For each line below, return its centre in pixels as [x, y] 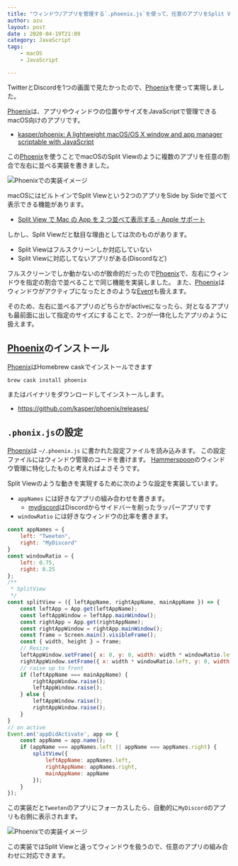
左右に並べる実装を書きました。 [66, 165]
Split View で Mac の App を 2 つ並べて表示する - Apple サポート [111, 219]
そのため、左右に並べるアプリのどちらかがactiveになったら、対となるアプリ [119, 306]
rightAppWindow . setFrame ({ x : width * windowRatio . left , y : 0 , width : [126, 661]
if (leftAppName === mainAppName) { [74, 675]
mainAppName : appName [77, 773]
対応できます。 [47, 855]
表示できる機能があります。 [47, 204]
